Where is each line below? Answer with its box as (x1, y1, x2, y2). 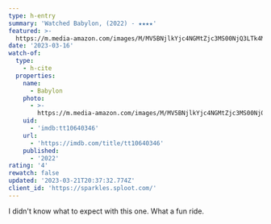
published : (23, 147, 60, 155)
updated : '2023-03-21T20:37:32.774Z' (8, 176, 135, 185)
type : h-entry (8, 11, 56, 20)
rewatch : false (8, 169, 60, 177)
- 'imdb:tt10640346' (29, 124, 99, 132)
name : (23, 79, 42, 87)
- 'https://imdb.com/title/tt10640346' (29, 139, 164, 147)
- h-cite (23, 64, 52, 73)
